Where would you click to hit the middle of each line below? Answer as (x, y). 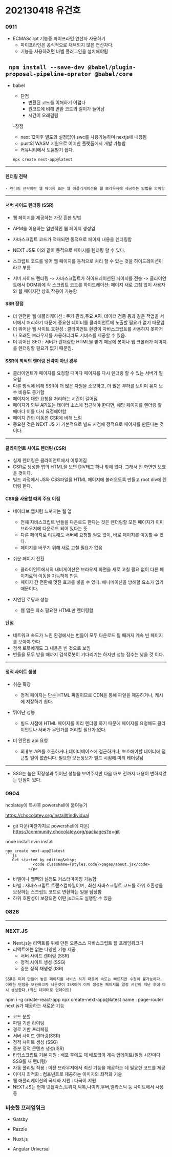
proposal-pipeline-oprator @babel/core (69, 74)
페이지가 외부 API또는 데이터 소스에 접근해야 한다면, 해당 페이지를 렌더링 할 (87, 405)
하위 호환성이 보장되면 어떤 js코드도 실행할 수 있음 (62, 898)
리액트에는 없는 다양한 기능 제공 (44, 949)
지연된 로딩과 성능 (30, 599)
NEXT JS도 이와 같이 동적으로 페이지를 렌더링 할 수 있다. (69, 250)
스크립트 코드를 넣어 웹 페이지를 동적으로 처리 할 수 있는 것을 (73, 261)
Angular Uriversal (31, 1149)
